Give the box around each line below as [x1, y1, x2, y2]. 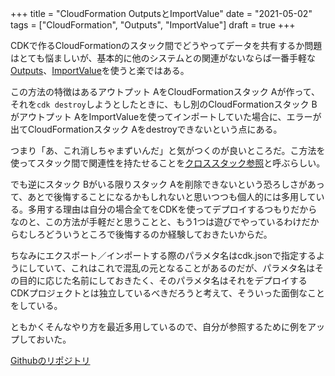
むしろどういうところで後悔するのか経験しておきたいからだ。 [18, 228, 273, 240]
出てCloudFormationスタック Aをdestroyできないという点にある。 [10, 123, 283, 135]
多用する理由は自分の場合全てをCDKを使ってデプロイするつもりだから [27, 203, 318, 215]
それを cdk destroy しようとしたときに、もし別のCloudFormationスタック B [10, 98, 318, 110]
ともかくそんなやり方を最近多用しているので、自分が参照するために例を [10, 321, 308, 332]
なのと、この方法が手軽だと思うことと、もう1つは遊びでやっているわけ [10, 216, 302, 227]
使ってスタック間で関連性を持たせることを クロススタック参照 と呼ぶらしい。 [10, 157, 326, 169]
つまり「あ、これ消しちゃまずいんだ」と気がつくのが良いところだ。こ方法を [10, 145, 326, 156]
